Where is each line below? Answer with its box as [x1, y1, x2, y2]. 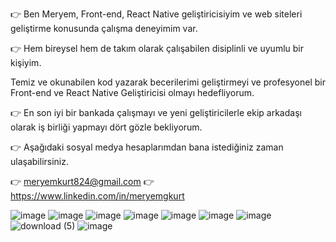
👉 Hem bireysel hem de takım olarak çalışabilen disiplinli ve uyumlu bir [10, 43, 304, 54]
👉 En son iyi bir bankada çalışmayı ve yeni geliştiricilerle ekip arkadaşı [10, 107, 302, 118]
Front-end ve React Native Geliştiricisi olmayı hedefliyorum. [10, 87, 255, 98]
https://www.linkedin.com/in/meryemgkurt [10, 190, 185, 202]
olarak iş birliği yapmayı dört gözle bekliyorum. [10, 121, 203, 133]
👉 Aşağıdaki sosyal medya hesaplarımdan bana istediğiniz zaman [10, 141, 284, 153]
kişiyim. [10, 57, 42, 68]
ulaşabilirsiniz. [10, 156, 70, 167]
